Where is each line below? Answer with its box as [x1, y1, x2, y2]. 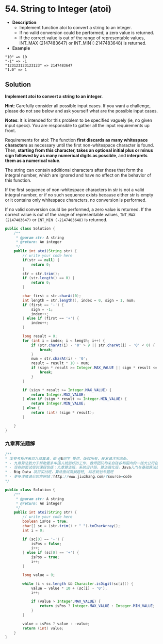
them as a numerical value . [5, 158, 61, 163]
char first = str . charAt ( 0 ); [22, 293, 81, 298]
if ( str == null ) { [22, 258, 60, 262]
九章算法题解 [5, 440, 35, 447]
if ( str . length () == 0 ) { [22, 275, 75, 281]
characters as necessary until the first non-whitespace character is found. [5, 142, 154, 148]
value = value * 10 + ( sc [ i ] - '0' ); [31, 586, 108, 591]
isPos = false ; [31, 541, 62, 546]
